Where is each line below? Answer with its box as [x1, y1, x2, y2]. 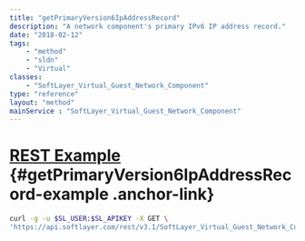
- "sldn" [25, 55, 59, 65]
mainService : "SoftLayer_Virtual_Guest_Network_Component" [9, 106, 242, 115]
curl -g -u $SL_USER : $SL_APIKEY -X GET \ [9, 215, 169, 224]
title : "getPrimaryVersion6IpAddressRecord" [9, 13, 181, 23]
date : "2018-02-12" [9, 30, 84, 39]
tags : [9, 38, 30, 48]
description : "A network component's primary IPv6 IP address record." [9, 22, 286, 31]
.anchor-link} [112, 184, 215, 205]
